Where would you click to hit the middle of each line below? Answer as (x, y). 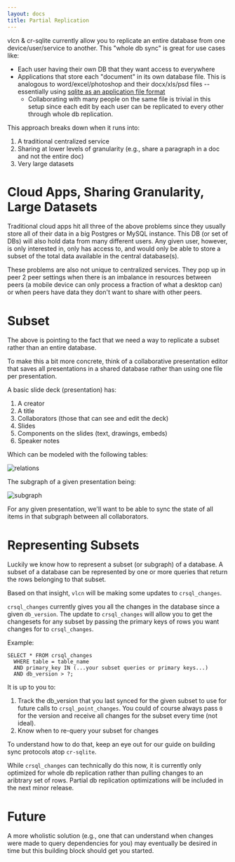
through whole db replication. (70, 114)
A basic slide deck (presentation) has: (62, 390)
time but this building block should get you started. (81, 851)
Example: (21, 643)
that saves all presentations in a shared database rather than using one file (115, 369)
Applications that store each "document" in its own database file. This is (122, 76)
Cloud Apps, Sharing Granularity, (106, 192)
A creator (31, 404)
